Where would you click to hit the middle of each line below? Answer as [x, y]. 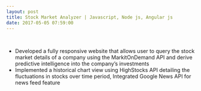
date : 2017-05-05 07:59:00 [40, 23]
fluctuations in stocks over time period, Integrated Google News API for [103, 76]
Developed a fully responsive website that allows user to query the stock [105, 51]
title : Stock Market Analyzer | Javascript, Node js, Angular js [89, 17]
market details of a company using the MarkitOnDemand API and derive [104, 58]
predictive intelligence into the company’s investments [82, 64]
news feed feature [37, 83]
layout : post [22, 12]
